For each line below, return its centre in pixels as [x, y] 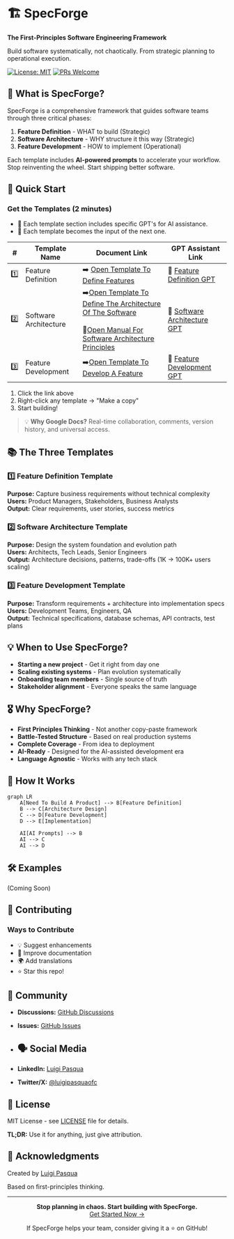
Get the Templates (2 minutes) [60, 209]
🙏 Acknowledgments [53, 1156]
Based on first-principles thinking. [56, 1186]
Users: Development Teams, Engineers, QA [70, 611]
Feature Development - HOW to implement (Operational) [99, 146]
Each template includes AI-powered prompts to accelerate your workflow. [114, 159]
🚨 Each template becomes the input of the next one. [92, 231]
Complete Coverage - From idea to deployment [86, 744]
